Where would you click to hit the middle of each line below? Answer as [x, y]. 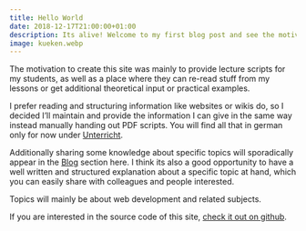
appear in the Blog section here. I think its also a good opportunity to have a [152, 162]
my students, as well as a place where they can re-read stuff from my [140, 79]
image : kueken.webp [46, 43]
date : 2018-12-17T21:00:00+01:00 [73, 26]
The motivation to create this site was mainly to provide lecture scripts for [148, 69]
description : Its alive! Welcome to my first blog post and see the [142, 35]
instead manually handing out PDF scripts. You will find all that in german [146, 126]
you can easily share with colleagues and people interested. [122, 182]
